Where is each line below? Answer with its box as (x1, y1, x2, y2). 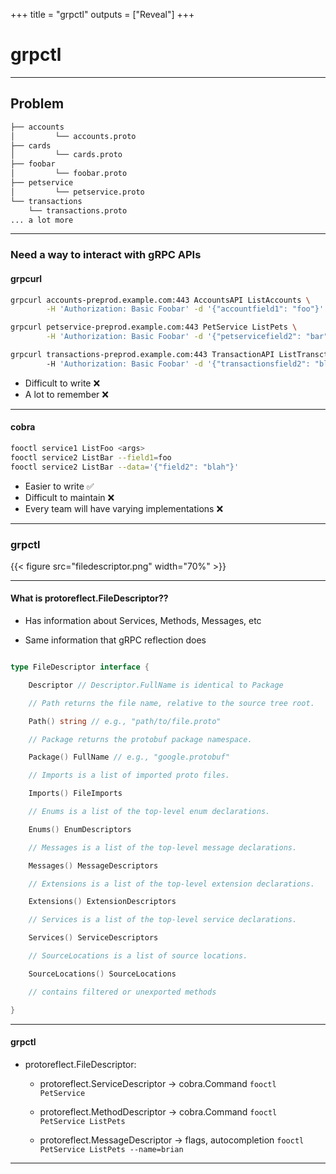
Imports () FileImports (28, 789, 123, 799)
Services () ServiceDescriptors (28, 933, 159, 943)
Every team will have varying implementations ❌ (24, 502, 224, 514)
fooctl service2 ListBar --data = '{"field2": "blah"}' (10, 462, 240, 472)
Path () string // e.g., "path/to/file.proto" (28, 716, 222, 726)
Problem (10, 95, 65, 113)
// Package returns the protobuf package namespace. (28, 734, 253, 744)
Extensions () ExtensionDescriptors (28, 897, 177, 907)
